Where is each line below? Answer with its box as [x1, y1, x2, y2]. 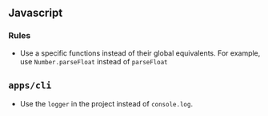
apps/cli [8, 79, 52, 91]
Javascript [8, 6, 63, 20]
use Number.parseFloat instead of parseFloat [19, 56, 168, 66]
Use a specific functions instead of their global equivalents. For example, [19, 48, 261, 58]
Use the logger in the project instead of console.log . [19, 99, 194, 108]
